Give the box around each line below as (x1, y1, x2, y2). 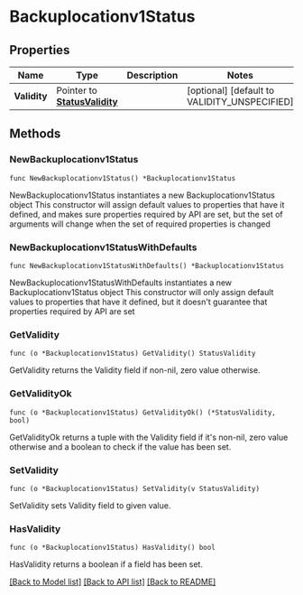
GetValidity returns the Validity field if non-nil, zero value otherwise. (9, 365, 261, 376)
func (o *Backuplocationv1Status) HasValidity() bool (9, 544, 216, 553)
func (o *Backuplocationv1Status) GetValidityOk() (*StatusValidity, (9, 408, 277, 417)
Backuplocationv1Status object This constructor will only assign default (9, 286, 274, 297)
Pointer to (56, 84, 97, 97)
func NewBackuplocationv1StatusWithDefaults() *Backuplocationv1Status (9, 261, 284, 270)
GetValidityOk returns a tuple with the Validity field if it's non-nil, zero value (9, 432, 289, 442)
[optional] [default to (186, 84, 275, 97)
